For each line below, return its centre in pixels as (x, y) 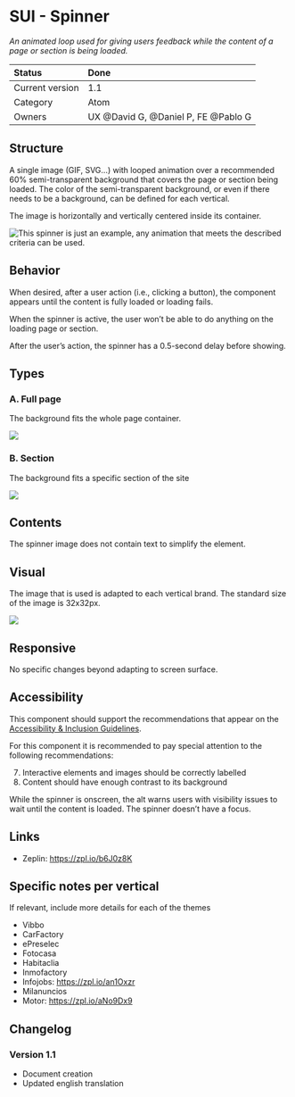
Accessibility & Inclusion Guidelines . (75, 728)
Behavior (35, 271)
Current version (46, 87)
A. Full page (36, 399)
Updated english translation (73, 1084)
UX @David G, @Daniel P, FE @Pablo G (170, 116)
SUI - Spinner (59, 17)
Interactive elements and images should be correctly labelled (134, 772)
